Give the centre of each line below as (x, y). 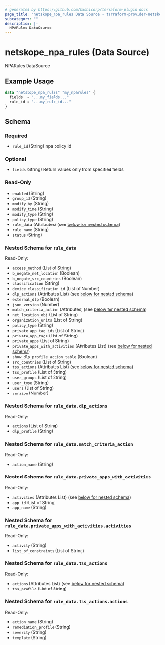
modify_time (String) (32, 209)
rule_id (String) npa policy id (42, 146)
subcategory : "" (22, 19)
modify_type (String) (32, 214)
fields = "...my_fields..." (39, 97)
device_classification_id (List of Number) (56, 288)
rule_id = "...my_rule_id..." (40, 102)
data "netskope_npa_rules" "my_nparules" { (50, 92)
